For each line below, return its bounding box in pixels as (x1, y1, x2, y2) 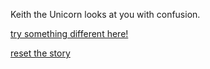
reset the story (10, 47, 71, 59)
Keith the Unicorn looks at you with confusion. (10, 9, 201, 20)
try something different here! (10, 28, 129, 39)
